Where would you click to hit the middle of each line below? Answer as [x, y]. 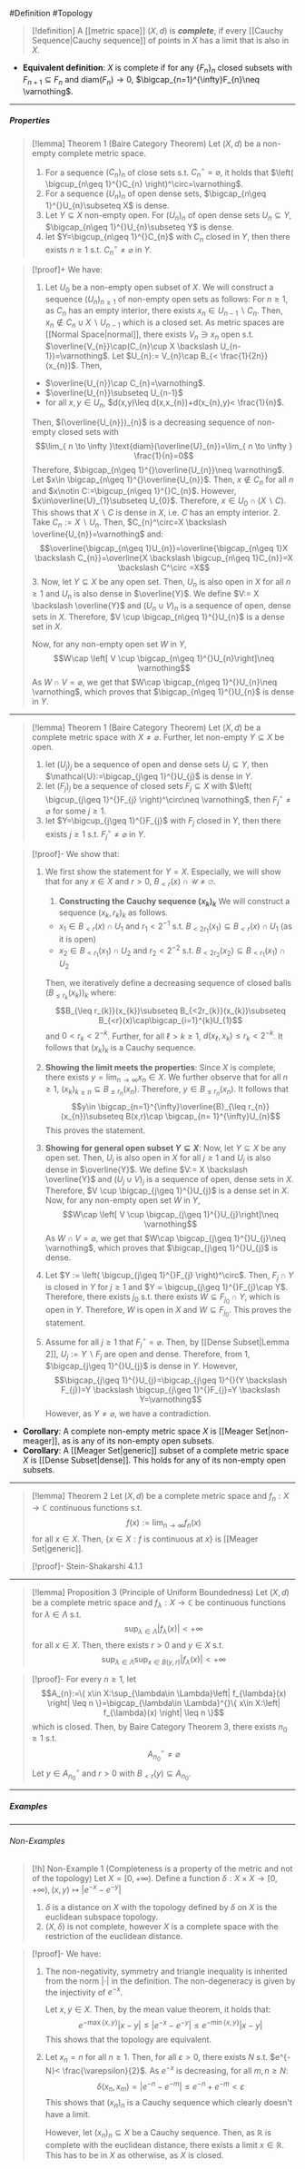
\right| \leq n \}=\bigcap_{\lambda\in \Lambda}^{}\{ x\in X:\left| [164, 1702]
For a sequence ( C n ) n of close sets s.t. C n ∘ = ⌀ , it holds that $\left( [169, 173]
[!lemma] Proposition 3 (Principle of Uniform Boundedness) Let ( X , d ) [161, 1592]
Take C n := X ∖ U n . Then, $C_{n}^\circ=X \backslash [129, 523]
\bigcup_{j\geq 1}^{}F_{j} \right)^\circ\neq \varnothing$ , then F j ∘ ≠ [168, 800]
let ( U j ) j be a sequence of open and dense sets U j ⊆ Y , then [157, 766]
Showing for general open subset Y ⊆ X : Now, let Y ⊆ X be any [166, 1148]
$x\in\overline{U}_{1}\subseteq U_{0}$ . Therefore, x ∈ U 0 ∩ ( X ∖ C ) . [159, 502]
